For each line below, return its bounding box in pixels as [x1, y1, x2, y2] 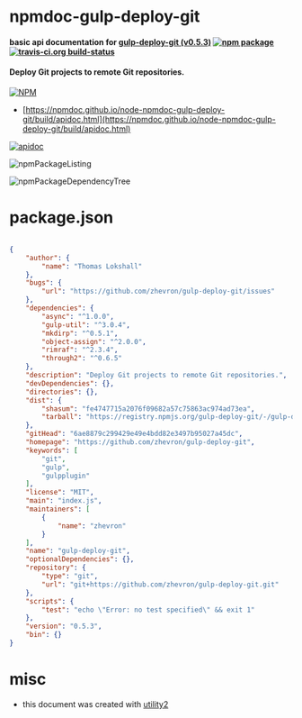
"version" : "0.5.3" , [25, 622, 102, 632]
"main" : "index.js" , [25, 496, 102, 505]
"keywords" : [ [25, 446, 78, 455]
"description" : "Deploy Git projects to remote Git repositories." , [25, 371, 288, 380]
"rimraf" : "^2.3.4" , [41, 345, 119, 355]
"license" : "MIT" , [25, 488, 94, 497]
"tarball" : [41, 413, 83, 422]
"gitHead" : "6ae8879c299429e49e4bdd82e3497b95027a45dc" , [25, 430, 244, 439]
